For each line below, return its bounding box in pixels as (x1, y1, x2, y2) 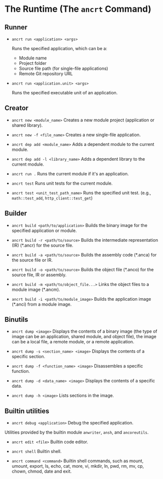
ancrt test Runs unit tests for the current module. (11, 180, 113, 186)
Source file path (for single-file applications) (19, 65, 108, 71)
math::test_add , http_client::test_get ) (11, 195, 93, 201)
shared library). (11, 122, 43, 128)
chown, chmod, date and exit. (11, 468, 72, 475)
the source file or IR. (11, 257, 53, 263)
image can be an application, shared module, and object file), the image (11, 334, 157, 339)
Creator (4, 104, 29, 113)
